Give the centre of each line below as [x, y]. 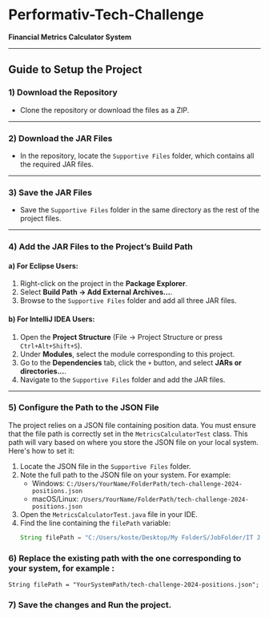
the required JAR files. [56, 164]
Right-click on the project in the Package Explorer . [104, 284]
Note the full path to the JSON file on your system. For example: [125, 475]
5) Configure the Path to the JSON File [84, 408]
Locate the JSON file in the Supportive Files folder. [105, 466]
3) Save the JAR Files [50, 192]
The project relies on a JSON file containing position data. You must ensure [132, 425]
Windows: [48, 483]
